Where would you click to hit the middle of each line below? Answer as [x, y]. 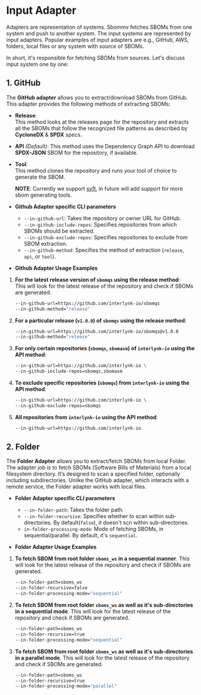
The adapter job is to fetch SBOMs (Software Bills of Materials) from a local [99, 468]
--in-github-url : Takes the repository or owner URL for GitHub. [102, 218]
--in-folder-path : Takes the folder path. [74, 510]
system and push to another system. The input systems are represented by [99, 33]
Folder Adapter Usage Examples [56, 547]
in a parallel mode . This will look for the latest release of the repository [102, 658]
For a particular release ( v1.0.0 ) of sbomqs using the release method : [100, 320]
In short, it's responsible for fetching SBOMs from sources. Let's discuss [96, 58]
